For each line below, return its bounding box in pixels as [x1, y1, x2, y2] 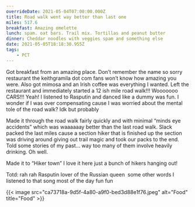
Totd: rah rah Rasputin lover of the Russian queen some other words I [6, 171, 175, 178]
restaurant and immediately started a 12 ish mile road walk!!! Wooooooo [6, 87, 178, 94]
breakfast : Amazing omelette [6, 25, 77, 31]
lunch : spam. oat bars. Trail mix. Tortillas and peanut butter [6, 30, 166, 36]
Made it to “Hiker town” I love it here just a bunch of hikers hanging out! [6, 160, 178, 167]
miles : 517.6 [6, 19, 38, 25]
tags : [6, 47, 19, 53]
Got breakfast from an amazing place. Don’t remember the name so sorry [6, 68, 183, 75]
